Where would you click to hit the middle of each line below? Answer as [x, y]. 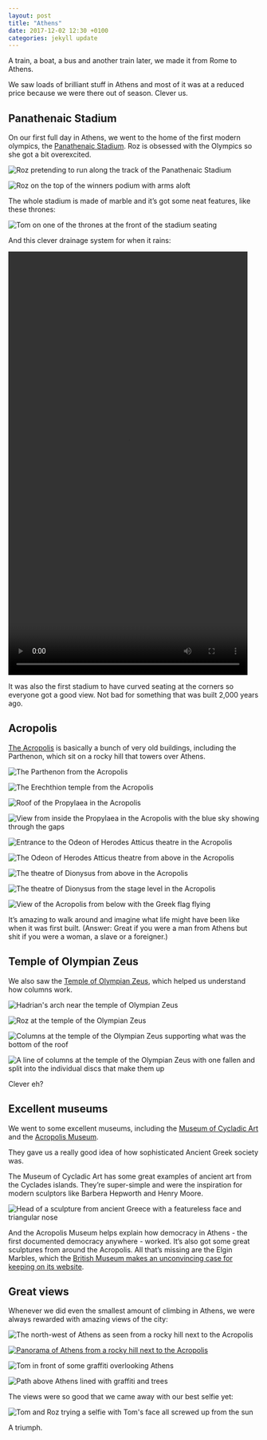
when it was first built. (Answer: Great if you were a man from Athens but [128, 928]
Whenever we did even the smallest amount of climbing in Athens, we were [132, 1311]
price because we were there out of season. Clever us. [98, 93]
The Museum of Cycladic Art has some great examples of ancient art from [130, 1176]
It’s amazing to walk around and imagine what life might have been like [124, 919]
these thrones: [32, 209]
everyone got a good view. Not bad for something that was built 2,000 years [133, 695]
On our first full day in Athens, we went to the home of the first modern [124, 137]
